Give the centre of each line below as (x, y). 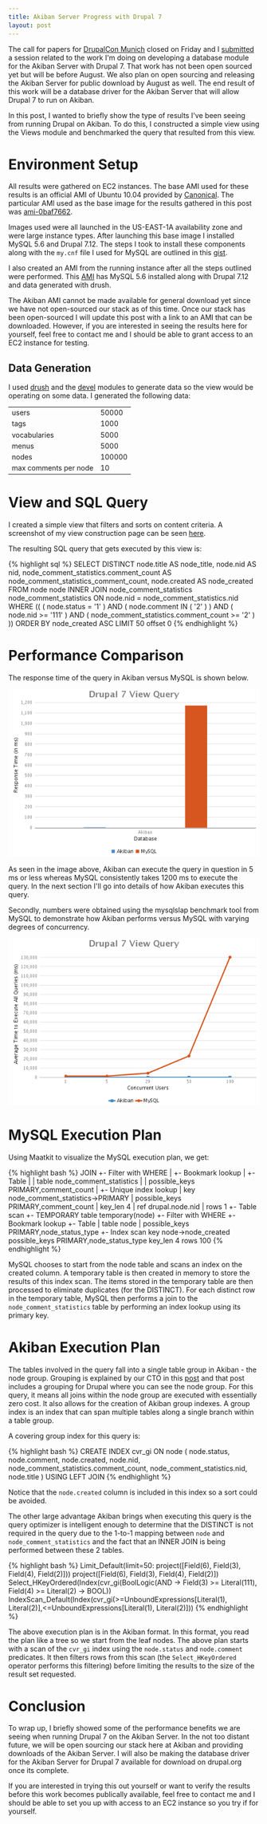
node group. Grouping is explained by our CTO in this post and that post (126, 1378)
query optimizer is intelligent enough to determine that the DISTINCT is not (131, 1524)
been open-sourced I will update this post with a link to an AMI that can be (130, 317)
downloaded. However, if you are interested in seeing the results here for (128, 326)
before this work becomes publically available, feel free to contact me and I (132, 1794)
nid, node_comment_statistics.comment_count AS (90, 572)
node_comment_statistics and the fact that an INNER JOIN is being (117, 1541)
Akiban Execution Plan (84, 1347)
